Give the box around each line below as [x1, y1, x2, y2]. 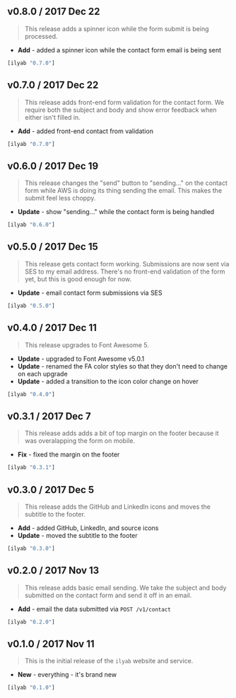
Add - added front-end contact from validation [17, 127, 154, 135]
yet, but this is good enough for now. [24, 274, 132, 283]
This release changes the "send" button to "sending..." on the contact [24, 179, 228, 187]
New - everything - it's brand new [17, 670, 117, 679]
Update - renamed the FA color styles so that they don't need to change [17, 361, 228, 371]
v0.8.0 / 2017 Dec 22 [7, 6, 100, 18]
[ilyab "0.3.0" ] [7, 545, 55, 552]
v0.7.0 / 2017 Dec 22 [7, 79, 99, 91]
